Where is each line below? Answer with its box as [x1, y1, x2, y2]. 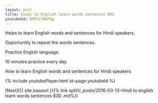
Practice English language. [5, 49, 60, 55]
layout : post [5, 7, 32, 12]
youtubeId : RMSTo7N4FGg [5, 16, 55, 21]
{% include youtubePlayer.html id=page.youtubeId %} [5, 78, 116, 84]
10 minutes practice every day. [5, 59, 68, 65]
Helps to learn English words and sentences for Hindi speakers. [5, 30, 135, 36]
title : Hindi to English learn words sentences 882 [5, 12, 114, 17]
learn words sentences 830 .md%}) [5, 93, 78, 99]
